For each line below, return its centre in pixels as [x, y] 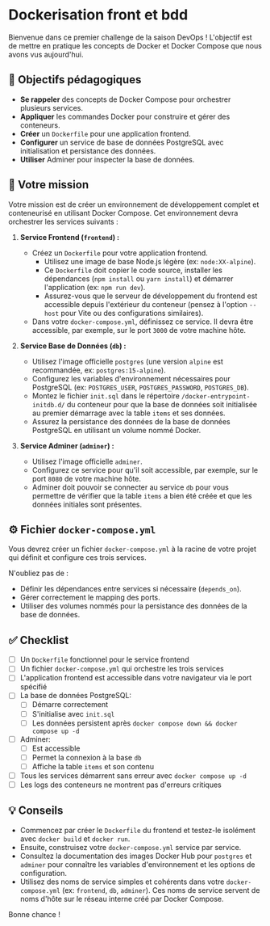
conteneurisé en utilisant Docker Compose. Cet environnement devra [123, 213]
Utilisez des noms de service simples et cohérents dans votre [122, 882]
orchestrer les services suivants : [63, 221]
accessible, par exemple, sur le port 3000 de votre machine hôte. [139, 330]
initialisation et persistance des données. [88, 150]
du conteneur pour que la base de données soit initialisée [162, 404]
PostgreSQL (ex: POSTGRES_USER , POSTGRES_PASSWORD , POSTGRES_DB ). [141, 387]
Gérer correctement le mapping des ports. [90, 598]
